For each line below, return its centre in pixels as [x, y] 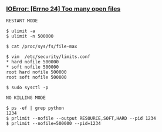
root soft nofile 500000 [36, 77]
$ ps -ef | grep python [35, 108]
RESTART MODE [22, 21]
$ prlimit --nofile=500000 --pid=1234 [53, 124]
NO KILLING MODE [26, 98]
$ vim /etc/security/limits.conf [48, 57]
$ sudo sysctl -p [27, 88]
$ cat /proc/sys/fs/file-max [42, 47]
